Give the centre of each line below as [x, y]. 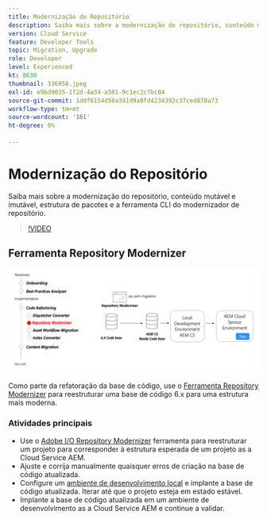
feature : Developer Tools [51, 42]
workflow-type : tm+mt [44, 109]
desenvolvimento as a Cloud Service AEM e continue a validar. [122, 508]
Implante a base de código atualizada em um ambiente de [114, 499]
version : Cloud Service [48, 33]
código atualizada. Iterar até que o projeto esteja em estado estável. [131, 491]
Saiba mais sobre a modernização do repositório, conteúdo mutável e [122, 196]
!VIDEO [39, 228]
